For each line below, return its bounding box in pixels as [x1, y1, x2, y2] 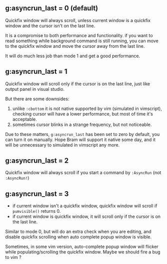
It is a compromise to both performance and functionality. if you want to [5, 32, 153, 38]
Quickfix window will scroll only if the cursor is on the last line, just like [5, 80, 150, 87]
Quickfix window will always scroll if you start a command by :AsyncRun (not [5, 170, 161, 176]
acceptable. [12, 116, 37, 122]
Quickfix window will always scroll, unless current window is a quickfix [5, 17, 151, 23]
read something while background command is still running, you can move [5, 38, 158, 44]
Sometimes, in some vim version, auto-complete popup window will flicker [5, 243, 158, 250]
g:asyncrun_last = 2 [5, 157, 69, 165]
